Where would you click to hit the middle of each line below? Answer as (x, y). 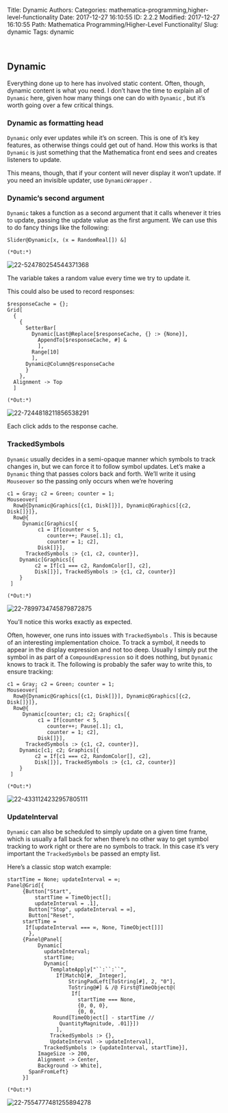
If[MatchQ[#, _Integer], (91, 976)
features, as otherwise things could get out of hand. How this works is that (112, 145)
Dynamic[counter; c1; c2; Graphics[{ (76, 714)
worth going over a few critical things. (61, 105)
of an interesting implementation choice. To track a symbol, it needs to (106, 642)
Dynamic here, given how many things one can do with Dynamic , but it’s (106, 97)
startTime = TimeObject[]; (73, 897)
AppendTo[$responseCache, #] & (82, 340)
